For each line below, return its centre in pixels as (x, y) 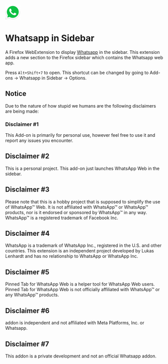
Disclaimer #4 (28, 234)
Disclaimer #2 (27, 156)
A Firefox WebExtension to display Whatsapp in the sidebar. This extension (82, 52)
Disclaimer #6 (28, 310)
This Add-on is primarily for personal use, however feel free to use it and (80, 135)
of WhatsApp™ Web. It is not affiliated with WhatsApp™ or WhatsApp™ (77, 207)
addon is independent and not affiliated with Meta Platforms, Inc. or (75, 323)
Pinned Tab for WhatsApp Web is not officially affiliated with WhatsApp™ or (82, 290)
